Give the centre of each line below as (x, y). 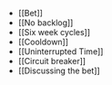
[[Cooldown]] (43, 42)
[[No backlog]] (46, 23)
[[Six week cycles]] (54, 32)
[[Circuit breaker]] (52, 61)
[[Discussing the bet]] (59, 71)
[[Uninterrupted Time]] (61, 52)
